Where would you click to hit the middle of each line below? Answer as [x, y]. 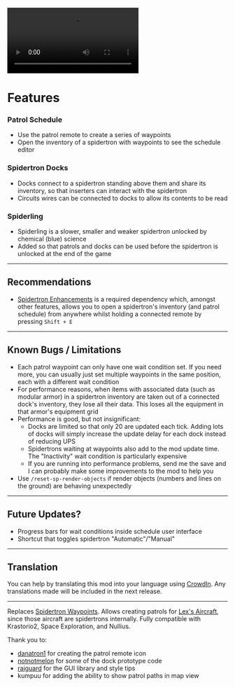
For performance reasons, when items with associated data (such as [116, 389]
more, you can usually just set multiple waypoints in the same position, [119, 374]
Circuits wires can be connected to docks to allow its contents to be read [122, 198]
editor [26, 150]
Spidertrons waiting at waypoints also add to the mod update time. [123, 448]
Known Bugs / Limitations [64, 350]
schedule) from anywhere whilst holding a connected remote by [109, 314]
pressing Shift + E [45, 321]
